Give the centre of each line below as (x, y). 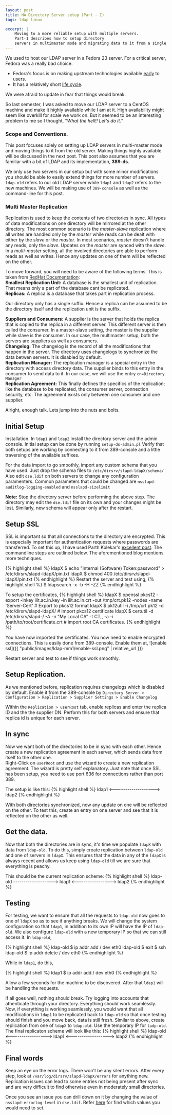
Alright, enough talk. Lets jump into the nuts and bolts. (62, 410)
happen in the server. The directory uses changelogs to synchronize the (82, 352)
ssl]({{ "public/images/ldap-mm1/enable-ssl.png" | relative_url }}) (74, 649)
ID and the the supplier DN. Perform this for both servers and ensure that (82, 712)
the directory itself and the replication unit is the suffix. (63, 309)
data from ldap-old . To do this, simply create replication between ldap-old (84, 849)
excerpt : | (17, 29)
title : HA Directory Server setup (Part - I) (55, 15)
